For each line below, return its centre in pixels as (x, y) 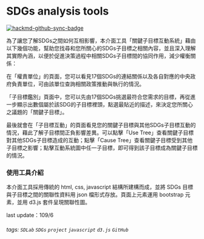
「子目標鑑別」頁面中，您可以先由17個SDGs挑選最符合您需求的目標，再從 (98, 97)
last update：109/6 (30, 215)
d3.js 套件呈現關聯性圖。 (60, 203)
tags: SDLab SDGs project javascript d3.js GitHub (67, 229)
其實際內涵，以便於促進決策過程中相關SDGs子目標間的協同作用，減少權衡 (98, 55)
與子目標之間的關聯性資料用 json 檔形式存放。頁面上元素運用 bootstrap (95, 195)
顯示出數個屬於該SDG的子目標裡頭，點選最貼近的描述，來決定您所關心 (105, 104)
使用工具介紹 (25, 173)
